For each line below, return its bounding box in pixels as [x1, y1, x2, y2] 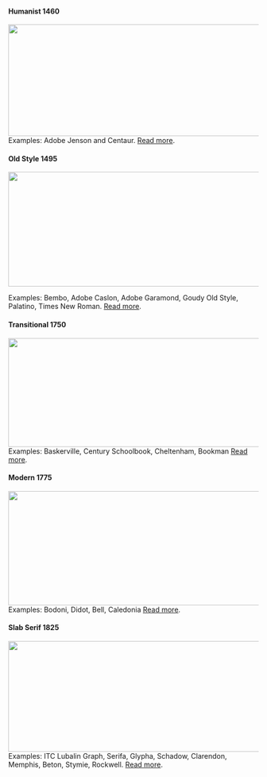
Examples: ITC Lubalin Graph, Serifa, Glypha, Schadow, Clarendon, [8, 752, 228, 761]
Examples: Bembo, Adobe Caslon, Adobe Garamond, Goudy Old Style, [8, 293, 238, 303]
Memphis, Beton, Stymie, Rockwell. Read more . [8, 760, 163, 770]
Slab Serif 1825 [8, 623, 60, 632]
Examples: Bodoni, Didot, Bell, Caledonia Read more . [8, 605, 181, 614]
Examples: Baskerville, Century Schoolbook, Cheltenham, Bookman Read [8, 446, 248, 456]
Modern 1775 [8, 473, 52, 482]
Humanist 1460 [8, 6, 60, 16]
